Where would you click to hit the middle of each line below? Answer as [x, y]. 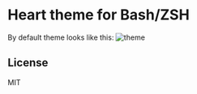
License [28, 63]
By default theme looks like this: [61, 37]
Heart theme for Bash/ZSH [98, 15]
